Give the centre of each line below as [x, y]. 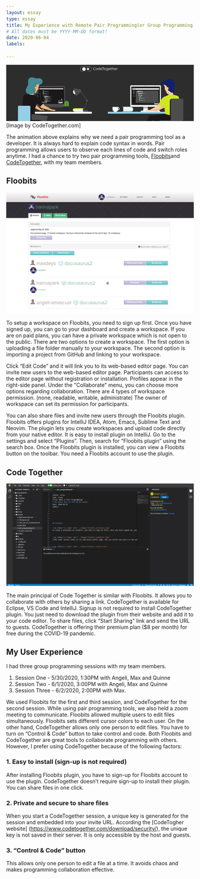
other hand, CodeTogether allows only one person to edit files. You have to [98, 728]
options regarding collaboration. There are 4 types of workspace [85, 392]
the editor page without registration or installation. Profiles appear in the [94, 379]
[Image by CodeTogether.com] [44, 126]
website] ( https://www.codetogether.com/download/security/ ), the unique [97, 829]
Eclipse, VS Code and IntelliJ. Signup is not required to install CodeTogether [99, 608]
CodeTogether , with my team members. [54, 162]
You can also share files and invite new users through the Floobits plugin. [96, 416]
